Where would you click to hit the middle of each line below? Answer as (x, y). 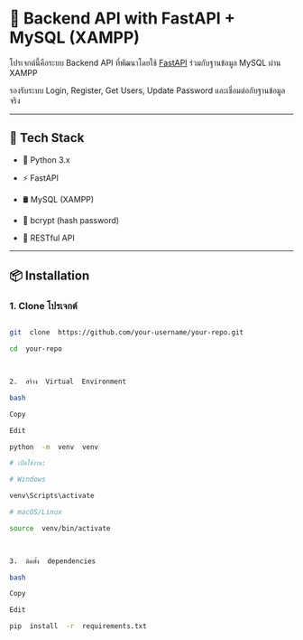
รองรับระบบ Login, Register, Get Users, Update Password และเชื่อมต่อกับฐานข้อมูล (147, 90)
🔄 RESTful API (48, 238)
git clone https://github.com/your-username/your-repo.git (127, 333)
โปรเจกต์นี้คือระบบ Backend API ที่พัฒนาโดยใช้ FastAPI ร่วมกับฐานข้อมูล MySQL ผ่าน (145, 62)
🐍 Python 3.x (46, 160)
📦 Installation (50, 276)
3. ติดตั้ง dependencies (53, 561)
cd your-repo (36, 349)
